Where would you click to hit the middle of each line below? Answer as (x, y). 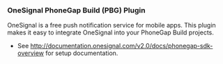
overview (30, 53)
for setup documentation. (82, 53)
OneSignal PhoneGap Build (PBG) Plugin (76, 10)
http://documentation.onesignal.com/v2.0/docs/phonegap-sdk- (122, 46)
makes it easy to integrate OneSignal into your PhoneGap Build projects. (111, 32)
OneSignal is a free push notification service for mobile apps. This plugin (111, 25)
